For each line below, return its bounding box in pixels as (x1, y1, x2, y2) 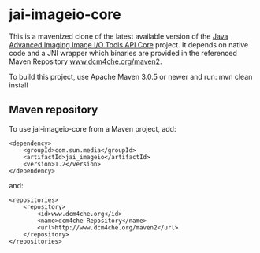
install (9, 80, 28, 90)
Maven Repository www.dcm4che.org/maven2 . (9, 57, 162, 66)
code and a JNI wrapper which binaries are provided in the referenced (9, 48, 237, 58)
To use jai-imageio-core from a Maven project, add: (9, 124, 176, 133)
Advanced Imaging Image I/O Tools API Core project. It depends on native (9, 39, 249, 49)
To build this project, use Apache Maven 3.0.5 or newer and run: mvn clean (9, 72, 253, 81)
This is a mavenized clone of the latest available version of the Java (9, 32, 228, 41)
